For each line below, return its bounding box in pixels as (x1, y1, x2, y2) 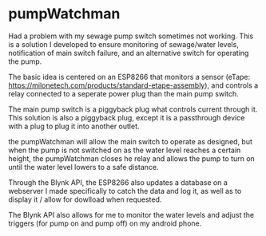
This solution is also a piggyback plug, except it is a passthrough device (8, 112, 245, 122)
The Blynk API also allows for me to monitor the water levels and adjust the (8, 210, 255, 219)
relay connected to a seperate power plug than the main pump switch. (8, 88, 240, 98)
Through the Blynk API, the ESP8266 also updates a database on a (8, 177, 228, 187)
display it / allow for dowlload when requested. (8, 195, 162, 204)
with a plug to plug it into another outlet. (8, 121, 140, 131)
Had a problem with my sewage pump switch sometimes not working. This (8, 31, 254, 41)
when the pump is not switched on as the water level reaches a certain (8, 145, 241, 155)
